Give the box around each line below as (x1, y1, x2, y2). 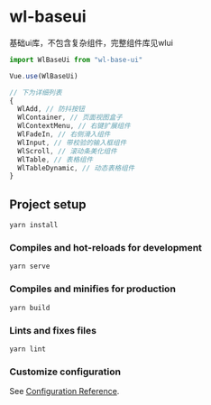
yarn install (9, 221, 59, 230)
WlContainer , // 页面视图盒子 (17, 113, 124, 123)
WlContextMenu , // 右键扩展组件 (17, 122, 131, 131)
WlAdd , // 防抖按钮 (17, 105, 86, 114)
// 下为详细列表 (9, 87, 62, 97)
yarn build (9, 303, 50, 312)
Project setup (9, 197, 87, 212)
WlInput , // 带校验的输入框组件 (17, 138, 127, 147)
